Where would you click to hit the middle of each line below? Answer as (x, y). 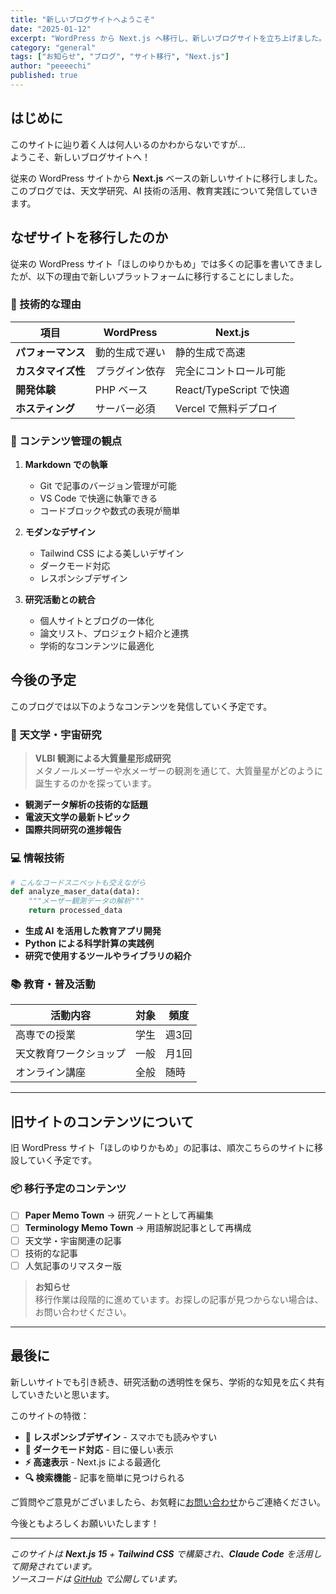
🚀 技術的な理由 (46, 304)
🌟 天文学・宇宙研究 (56, 734)
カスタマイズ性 (50, 371)
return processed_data (75, 911)
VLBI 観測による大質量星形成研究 (103, 758)
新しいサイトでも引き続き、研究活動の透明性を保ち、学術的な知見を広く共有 (168, 1382)
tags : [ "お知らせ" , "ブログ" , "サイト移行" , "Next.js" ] (120, 57)
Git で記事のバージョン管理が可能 (108, 486)
